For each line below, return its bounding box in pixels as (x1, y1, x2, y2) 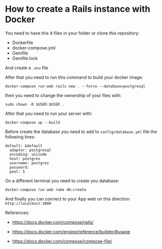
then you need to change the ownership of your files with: (5, 92, 122, 98)
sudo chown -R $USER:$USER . (5, 102, 65, 107)
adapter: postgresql (9, 147, 51, 153)
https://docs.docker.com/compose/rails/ (12, 219, 94, 225)
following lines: (5, 134, 36, 139)
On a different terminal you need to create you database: (5, 178, 119, 184)
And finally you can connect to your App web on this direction (5, 195, 130, 202)
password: (9, 165, 29, 170)
